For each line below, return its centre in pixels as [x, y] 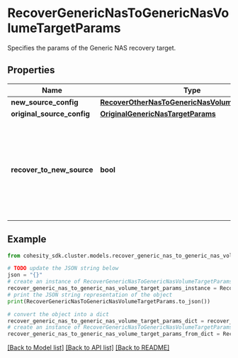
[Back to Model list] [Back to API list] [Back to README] [89, 348]
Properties [31, 70]
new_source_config [45, 102]
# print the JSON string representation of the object [90, 295]
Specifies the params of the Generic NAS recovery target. [92, 48]
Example [27, 239]
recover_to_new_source [52, 170]
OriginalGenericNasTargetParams [158, 114]
